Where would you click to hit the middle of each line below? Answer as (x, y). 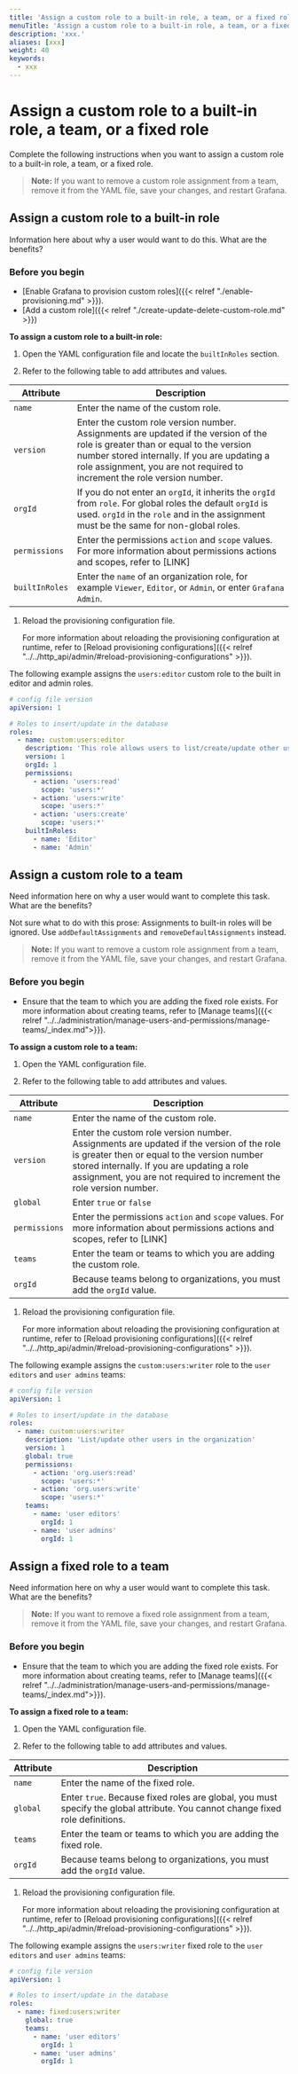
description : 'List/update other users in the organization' (140, 1440)
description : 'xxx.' (47, 34)
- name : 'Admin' (63, 847)
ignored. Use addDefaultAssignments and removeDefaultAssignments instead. (148, 932)
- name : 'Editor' (65, 839)
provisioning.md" (53, 300)
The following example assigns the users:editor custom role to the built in (145, 673)
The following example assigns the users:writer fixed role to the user (136, 1945)
